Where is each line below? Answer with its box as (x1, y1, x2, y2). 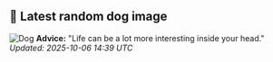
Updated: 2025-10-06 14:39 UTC (9, 42, 133, 53)
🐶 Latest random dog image (9, 9, 168, 24)
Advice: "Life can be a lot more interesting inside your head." (35, 32, 265, 43)
